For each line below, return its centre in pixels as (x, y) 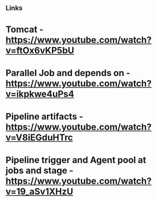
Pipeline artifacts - (44, 116)
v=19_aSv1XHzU (39, 192)
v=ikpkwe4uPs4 (40, 94)
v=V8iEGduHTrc (39, 137)
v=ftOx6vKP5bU (40, 50)
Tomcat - (25, 29)
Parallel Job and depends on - (68, 73)
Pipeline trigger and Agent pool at (76, 160)
